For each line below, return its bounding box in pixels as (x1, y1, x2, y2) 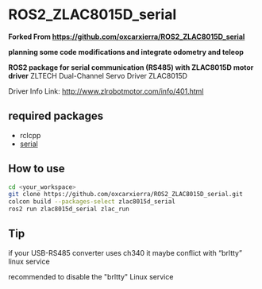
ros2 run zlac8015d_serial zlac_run (8, 205, 129, 214)
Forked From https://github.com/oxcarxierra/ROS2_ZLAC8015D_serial (8, 32, 245, 41)
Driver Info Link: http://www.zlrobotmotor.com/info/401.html (8, 86, 204, 96)
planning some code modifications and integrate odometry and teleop (8, 47, 245, 56)
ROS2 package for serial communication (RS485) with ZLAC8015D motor (8, 62, 254, 72)
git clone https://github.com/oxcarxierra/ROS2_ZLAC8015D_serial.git (8, 191, 244, 198)
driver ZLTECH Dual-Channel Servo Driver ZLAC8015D (8, 71, 188, 80)
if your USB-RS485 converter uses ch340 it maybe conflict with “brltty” (8, 248, 242, 257)
